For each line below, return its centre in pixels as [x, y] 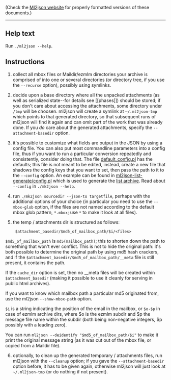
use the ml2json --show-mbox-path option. [49, 298]
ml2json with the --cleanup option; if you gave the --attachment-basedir [88, 361]
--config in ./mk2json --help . [44, 186]
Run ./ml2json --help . [29, 46]
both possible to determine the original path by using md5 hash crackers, [82, 251]
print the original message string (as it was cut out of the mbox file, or [78, 340]
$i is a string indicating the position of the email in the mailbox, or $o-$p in [83, 309]
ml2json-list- [129, 175]
